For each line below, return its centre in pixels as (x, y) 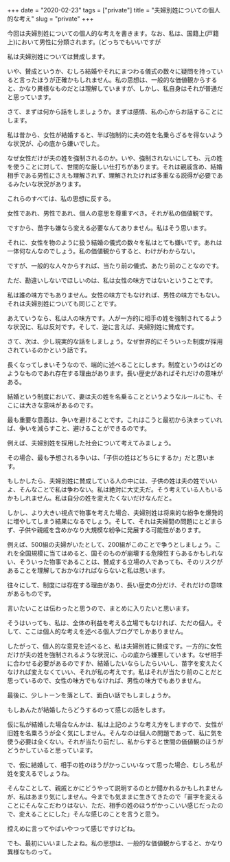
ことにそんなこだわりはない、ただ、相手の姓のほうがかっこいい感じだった (112, 805)
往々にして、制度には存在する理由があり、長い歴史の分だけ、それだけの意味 (115, 585)
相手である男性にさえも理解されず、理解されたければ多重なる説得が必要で (112, 175)
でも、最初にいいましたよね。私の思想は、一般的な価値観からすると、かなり (115, 843)
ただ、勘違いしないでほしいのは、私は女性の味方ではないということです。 (112, 280)
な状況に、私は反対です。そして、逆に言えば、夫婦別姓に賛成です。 (102, 327)
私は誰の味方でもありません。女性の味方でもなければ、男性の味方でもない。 (115, 295)
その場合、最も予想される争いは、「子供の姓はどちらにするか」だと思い (108, 458)
